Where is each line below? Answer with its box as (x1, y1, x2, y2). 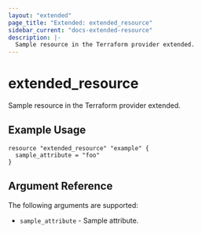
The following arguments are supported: (8, 200, 139, 209)
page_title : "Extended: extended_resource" (8, 19, 153, 27)
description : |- (8, 33, 61, 42)
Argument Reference (8, 179, 113, 193)
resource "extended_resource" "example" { (8, 144, 149, 152)
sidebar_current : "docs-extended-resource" (8, 26, 153, 34)
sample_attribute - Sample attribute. (19, 216, 139, 225)
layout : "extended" (8, 11, 72, 20)
